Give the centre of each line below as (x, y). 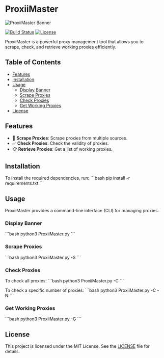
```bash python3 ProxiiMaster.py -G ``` (43, 319)
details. (13, 352)
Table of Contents (33, 62)
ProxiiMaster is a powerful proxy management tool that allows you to (74, 41)
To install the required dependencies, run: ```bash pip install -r (68, 178)
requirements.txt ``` (25, 183)
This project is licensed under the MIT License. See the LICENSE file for (78, 346)
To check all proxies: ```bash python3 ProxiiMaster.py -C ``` (65, 281)
